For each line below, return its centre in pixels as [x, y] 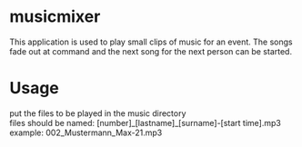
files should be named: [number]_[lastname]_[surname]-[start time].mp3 [146, 122]
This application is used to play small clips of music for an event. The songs [151, 42]
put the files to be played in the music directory [98, 113]
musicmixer [55, 17]
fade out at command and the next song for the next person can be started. [151, 51]
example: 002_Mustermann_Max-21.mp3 [86, 132]
